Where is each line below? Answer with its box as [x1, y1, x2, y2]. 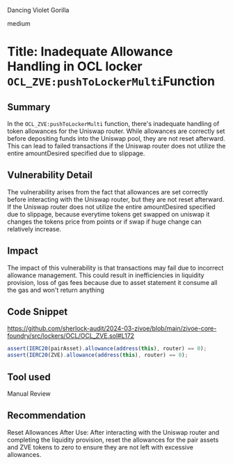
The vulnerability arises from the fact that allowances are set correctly [7, 187, 209, 196]
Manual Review [7, 389, 51, 398]
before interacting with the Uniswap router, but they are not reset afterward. [7, 195, 225, 203]
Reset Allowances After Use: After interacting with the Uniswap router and [7, 428, 220, 436]
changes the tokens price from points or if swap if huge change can [7, 217, 202, 226]
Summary [7, 101, 51, 113]
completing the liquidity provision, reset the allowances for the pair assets [7, 435, 219, 444]
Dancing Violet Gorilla [7, 6, 70, 14]
